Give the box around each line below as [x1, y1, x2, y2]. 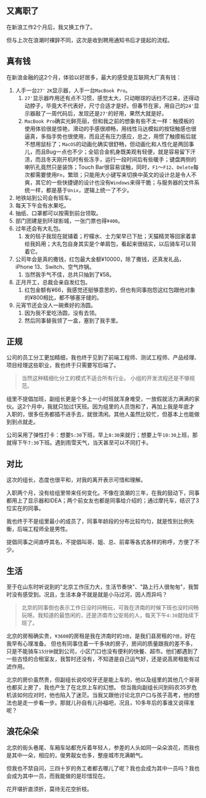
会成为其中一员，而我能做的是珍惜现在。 [6, 772, 109, 780]
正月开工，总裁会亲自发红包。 [15, 278, 91, 285]
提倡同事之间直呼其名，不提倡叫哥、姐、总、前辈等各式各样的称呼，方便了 [6, 538, 194, 546]
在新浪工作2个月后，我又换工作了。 [6, 23, 96, 31]
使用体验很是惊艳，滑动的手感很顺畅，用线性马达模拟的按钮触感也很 [24, 125, 197, 132]
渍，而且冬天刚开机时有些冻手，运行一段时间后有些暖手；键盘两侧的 [24, 155, 197, 163]
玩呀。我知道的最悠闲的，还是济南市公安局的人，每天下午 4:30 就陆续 [21, 611, 194, 619]
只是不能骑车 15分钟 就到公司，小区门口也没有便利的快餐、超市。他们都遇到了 [6, 648, 199, 655]
